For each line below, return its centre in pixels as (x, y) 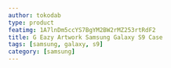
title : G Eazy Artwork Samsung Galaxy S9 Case (85, 37)
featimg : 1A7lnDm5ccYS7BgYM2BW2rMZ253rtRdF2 (82, 30)
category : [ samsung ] (42, 52)
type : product (31, 23)
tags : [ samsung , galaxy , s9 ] (56, 45)
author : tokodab (35, 15)
